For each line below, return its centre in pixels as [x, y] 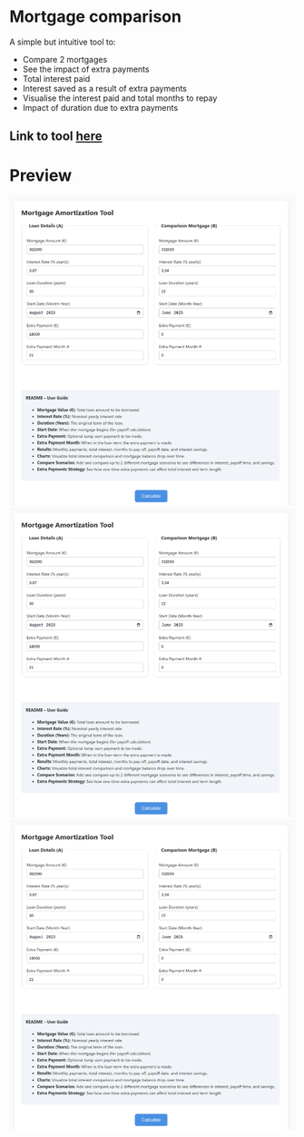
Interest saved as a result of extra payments [105, 88]
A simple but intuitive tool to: [63, 42]
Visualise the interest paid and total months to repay [120, 98]
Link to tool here [56, 137]
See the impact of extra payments [86, 69]
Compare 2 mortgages [65, 59]
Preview [41, 175]
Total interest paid [56, 78]
